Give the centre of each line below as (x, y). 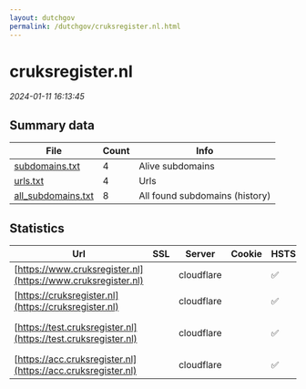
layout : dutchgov (42, 18)
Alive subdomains (177, 167)
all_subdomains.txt (54, 196)
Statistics (37, 228)
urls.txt (29, 181)
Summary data (52, 125)
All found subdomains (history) (205, 196)
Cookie (246, 254)
